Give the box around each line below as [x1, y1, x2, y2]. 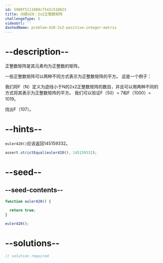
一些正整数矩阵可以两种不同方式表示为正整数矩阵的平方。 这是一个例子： [5, 74, 152, 80]
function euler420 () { [5, 199, 51, 204]
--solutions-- [5, 238, 60, 249]
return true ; [9, 208, 36, 213]
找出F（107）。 [5, 106, 34, 112]
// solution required [5, 254, 49, 259]
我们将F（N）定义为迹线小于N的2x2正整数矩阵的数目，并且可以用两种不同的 [5, 84, 159, 90]
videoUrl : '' [5, 20, 32, 26]
